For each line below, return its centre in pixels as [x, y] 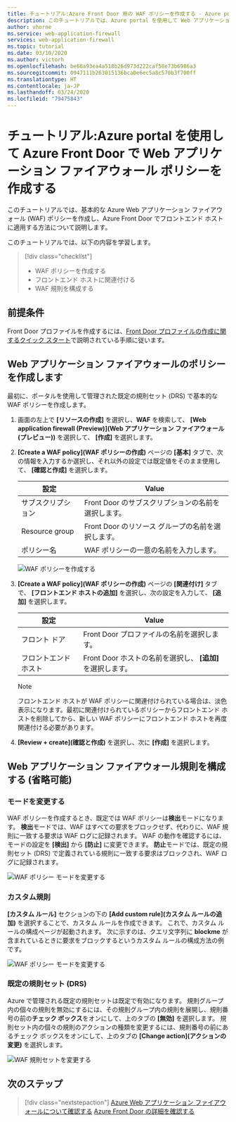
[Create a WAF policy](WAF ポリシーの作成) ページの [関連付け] [110, 584]
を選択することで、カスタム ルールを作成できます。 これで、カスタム [117, 923]
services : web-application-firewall [61, 40]
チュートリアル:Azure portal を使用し [116, 136]
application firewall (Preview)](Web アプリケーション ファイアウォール [121, 428]
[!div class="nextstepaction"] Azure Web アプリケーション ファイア [122, 1102]
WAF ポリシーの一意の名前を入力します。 [152, 550]
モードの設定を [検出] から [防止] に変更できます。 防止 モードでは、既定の [114, 844]
